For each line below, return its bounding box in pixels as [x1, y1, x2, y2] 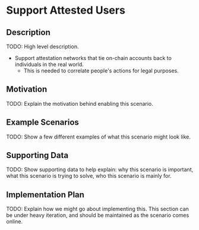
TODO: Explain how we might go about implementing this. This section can [6, 206, 189, 213]
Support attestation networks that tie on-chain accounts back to [14, 55, 172, 61]
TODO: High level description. [6, 43, 79, 50]
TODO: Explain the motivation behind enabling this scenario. [6, 100, 153, 107]
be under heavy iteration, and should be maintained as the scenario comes [6, 212, 189, 219]
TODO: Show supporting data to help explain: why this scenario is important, [6, 166, 194, 173]
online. [6, 218, 23, 225]
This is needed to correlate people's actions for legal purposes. [23, 67, 179, 74]
